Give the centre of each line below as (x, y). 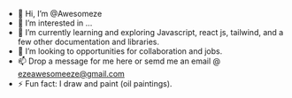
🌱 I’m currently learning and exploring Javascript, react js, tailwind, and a (150, 32)
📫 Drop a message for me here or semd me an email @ (119, 61)
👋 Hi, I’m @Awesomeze (60, 14)
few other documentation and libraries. (88, 41)
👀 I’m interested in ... (55, 23)
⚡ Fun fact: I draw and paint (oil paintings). (95, 83)
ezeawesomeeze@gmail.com (71, 74)
